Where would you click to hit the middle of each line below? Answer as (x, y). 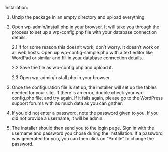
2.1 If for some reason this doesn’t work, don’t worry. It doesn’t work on (86, 47)
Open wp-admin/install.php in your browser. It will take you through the (85, 27)
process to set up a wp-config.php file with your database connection (84, 32)
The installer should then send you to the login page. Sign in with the (83, 128)
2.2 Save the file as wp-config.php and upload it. (62, 68)
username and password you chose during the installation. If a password (87, 133)
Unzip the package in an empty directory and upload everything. (79, 17)
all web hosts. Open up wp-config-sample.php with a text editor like (82, 53)
